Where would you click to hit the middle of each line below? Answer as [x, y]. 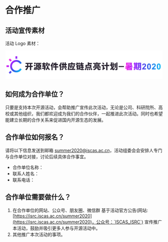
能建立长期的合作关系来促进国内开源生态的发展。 [55, 120]
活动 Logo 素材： [23, 43]
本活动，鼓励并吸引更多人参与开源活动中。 [56, 228]
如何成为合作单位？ [35, 94]
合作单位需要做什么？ [38, 197]
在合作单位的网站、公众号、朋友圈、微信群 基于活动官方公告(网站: [80, 210]
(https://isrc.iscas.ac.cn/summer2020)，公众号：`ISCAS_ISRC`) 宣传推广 [87, 222]
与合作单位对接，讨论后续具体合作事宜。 [47, 157]
